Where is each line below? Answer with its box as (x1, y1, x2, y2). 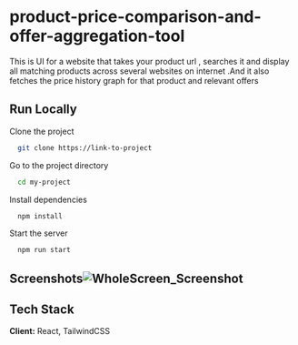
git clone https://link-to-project (17, 143, 153, 152)
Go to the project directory (9, 159, 109, 170)
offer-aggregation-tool (9, 25, 185, 46)
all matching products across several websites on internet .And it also (9, 66, 270, 76)
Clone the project (9, 126, 74, 137)
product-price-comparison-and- (9, 6, 262, 27)
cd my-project (17, 178, 71, 187)
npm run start (17, 246, 71, 255)
